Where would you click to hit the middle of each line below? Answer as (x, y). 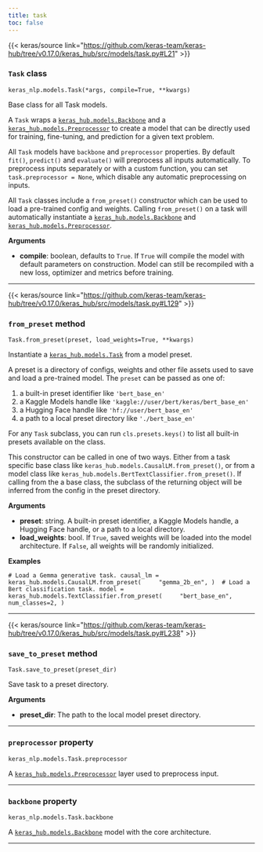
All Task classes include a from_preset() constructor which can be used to (128, 200)
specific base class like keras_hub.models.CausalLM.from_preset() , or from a (131, 466)
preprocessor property (51, 743)
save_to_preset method (53, 654)
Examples (25, 561)
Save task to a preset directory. (59, 685)
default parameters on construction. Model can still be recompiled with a (137, 264)
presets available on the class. (57, 442)
